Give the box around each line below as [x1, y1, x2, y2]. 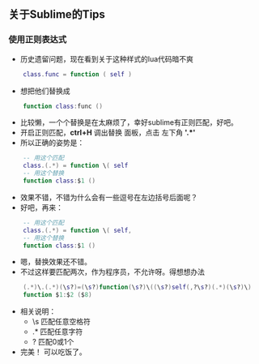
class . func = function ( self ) [23, 70, 132, 79]
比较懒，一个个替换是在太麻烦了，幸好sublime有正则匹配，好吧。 [19, 118, 239, 127]
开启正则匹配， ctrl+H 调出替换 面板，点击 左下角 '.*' [19, 128, 196, 138]
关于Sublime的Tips [8, 7, 105, 22]
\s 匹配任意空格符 [32, 317, 91, 327]
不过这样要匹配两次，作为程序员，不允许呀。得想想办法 [19, 267, 205, 277]
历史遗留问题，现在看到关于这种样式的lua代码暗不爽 [19, 54, 194, 63]
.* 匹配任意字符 [32, 327, 83, 336]
